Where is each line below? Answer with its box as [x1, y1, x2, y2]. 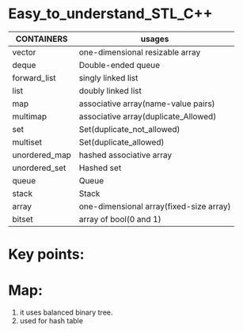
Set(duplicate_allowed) [78, 136, 165, 147]
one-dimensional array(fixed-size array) [78, 201, 231, 212]
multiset [12, 136, 42, 147]
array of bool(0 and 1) [78, 213, 161, 224]
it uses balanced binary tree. [19, 307, 113, 317]
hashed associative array [78, 149, 173, 160]
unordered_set [12, 162, 66, 173]
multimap [12, 111, 47, 122]
